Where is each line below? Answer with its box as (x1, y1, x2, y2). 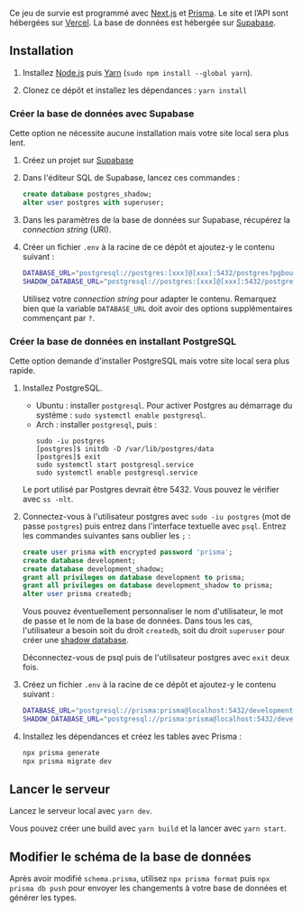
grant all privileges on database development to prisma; (22, 573, 245, 582)
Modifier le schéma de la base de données (9, 849, 252, 864)
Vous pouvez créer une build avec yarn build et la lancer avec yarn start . (9, 823, 287, 834)
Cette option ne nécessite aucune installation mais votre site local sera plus (9, 128, 289, 139)
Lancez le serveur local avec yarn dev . (9, 806, 153, 816)
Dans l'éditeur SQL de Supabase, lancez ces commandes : (22, 172, 241, 183)
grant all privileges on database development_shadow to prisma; (22, 581, 273, 590)
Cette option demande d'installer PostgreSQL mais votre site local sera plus (9, 355, 290, 366)
